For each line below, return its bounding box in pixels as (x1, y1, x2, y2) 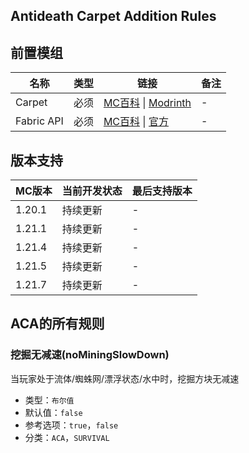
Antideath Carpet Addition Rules (10, 8, 217, 25)
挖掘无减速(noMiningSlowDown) (10, 348, 170, 362)
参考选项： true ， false (24, 419, 119, 431)
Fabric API (15, 114, 64, 128)
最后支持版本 (131, 184, 193, 198)
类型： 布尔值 (24, 394, 75, 406)
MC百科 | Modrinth (103, 96, 192, 110)
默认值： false (24, 406, 83, 418)
